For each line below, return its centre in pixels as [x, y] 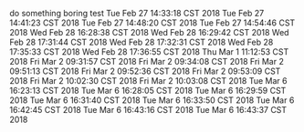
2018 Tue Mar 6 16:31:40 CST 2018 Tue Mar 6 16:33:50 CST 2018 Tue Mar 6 [152, 100]
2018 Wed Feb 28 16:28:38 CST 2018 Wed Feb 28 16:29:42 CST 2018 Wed [149, 32]
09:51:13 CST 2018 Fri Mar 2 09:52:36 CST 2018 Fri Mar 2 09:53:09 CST [145, 71]
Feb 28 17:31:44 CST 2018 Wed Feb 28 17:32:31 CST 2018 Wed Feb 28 [142, 42]
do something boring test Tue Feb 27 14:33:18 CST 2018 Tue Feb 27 [137, 13]
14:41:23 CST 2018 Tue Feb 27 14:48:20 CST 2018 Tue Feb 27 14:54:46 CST [152, 23]
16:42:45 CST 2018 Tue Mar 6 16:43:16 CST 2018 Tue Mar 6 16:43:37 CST [148, 110]
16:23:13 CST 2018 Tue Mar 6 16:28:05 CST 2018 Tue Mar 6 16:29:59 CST [148, 91]
